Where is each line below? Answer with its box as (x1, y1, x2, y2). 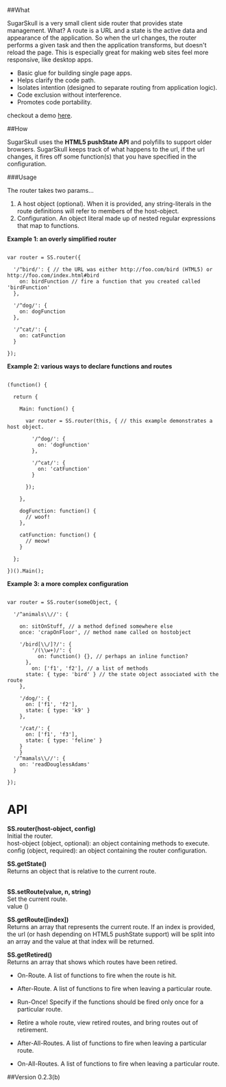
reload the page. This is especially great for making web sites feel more (7, 48, 209, 56)
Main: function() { (19, 406, 75, 412)
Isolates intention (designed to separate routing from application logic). (16, 84, 218, 91)
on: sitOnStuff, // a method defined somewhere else (19, 623, 173, 630)
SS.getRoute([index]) (7, 915, 69, 924)
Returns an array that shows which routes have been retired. (7, 957, 178, 966)
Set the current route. (7, 895, 68, 903)
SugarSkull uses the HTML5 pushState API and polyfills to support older (7, 138, 212, 146)
